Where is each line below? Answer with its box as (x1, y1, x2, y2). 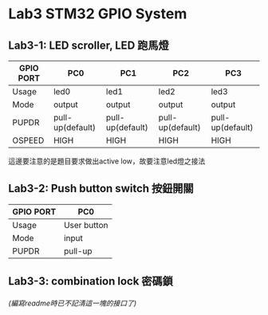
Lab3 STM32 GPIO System (8, 5, 187, 23)
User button (63, 219, 108, 230)
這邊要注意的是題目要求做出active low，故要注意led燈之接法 (8, 156, 206, 166)
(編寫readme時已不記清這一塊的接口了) (8, 298, 137, 308)
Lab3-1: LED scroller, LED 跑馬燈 (8, 38, 169, 52)
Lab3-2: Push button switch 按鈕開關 (8, 182, 194, 195)
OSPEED (12, 135, 45, 146)
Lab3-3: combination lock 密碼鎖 (8, 274, 174, 288)
